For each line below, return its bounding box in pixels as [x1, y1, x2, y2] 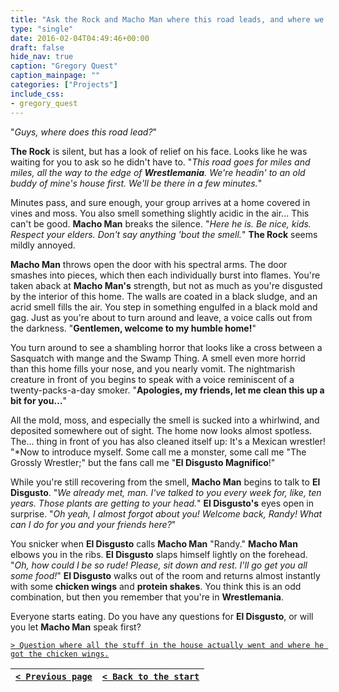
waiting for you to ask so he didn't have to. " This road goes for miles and [10, 156, 311, 168]
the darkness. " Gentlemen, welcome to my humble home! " [10, 322, 257, 334]
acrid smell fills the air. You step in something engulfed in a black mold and [10, 301, 318, 313]
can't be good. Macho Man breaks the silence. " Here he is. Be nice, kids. [10, 217, 312, 230]
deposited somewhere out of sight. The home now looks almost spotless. [10, 424, 313, 436]
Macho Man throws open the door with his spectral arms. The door [10, 258, 288, 270]
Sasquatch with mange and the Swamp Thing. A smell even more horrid [10, 352, 306, 364]
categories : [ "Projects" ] [10, 80, 118, 90]
